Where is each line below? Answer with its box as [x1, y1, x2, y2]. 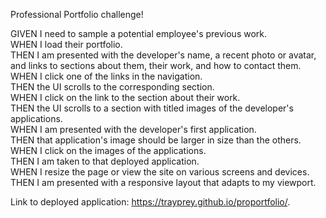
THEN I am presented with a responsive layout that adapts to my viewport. [10, 177, 317, 188]
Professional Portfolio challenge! [10, 9, 144, 20]
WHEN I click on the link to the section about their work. [10, 92, 241, 103]
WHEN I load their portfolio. [10, 39, 123, 50]
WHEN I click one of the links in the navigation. [10, 70, 203, 82]
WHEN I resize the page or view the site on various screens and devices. [10, 166, 310, 178]
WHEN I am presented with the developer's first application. [10, 124, 257, 135]
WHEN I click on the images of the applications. [10, 145, 207, 156]
